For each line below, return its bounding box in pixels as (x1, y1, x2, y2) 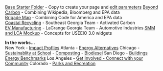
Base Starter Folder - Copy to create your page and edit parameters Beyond (5, 4, 158, 10)
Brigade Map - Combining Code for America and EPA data (5, 15, 122, 20)
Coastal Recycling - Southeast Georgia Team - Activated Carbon (5, 20, 136, 25)
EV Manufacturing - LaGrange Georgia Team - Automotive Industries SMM (5, 25, 156, 31)
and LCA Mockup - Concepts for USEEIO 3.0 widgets (5, 30, 112, 36)
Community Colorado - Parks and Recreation (5, 61, 96, 66)
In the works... (5, 40, 35, 46)
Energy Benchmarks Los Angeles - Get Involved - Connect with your (5, 55, 143, 61)
